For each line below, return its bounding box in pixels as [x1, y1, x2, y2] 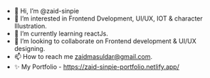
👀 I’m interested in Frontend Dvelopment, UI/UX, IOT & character [14, 14, 203, 23]
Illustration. [14, 22, 48, 30]
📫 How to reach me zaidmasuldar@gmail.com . [14, 52, 153, 60]
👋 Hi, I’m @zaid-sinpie [14, 7, 80, 15]
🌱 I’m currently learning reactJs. [14, 29, 109, 38]
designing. [14, 45, 46, 52]
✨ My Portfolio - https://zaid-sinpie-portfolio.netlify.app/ [14, 62, 179, 71]
